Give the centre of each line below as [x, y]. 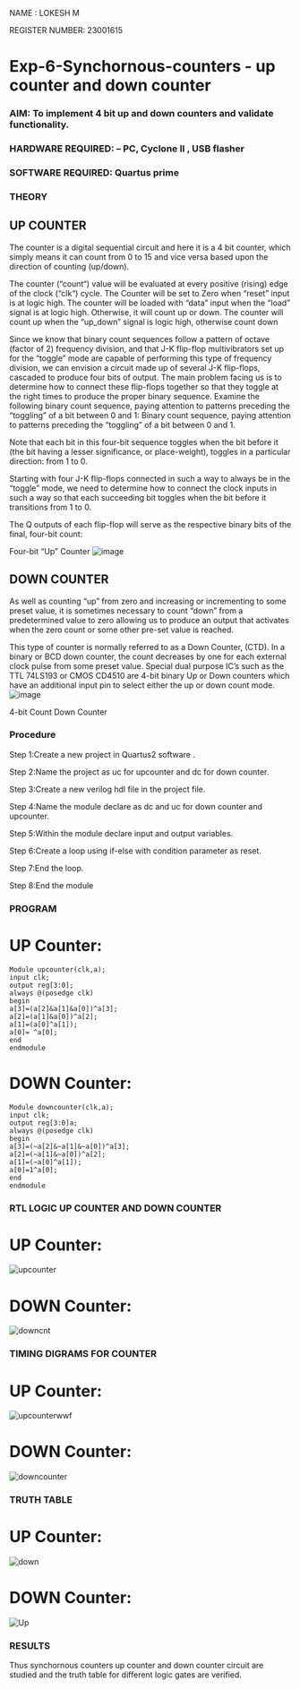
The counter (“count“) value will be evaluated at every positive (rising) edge [149, 283]
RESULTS [30, 1645]
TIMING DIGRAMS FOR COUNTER [83, 1354]
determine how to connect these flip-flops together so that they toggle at [144, 386]
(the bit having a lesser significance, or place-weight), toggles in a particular [150, 451]
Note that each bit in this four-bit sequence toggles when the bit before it [144, 442]
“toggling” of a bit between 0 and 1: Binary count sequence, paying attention [150, 415]
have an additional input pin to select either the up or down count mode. [142, 685]
